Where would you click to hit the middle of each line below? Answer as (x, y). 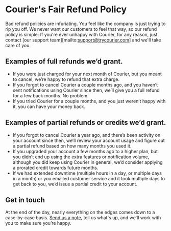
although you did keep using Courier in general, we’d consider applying (88, 162)
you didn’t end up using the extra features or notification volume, (81, 157)
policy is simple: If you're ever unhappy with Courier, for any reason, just (81, 34)
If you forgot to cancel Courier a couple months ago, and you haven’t (85, 85)
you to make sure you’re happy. (38, 223)
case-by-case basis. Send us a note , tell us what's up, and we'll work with (83, 218)
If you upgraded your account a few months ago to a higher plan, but (85, 151)
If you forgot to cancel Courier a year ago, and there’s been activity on (87, 135)
